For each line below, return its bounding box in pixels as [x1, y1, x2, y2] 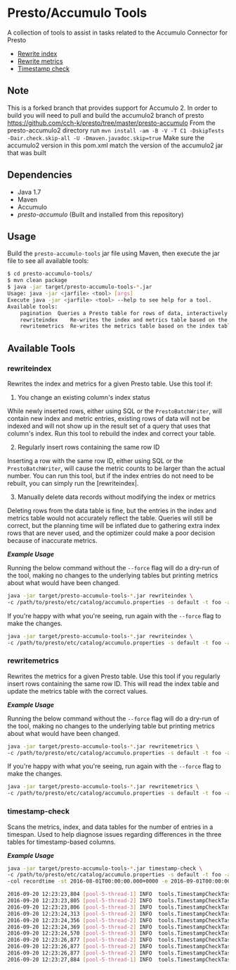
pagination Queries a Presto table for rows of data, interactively [20, 309, 228, 317]
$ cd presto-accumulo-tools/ [7, 270, 93, 278]
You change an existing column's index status [17, 393, 150, 401]
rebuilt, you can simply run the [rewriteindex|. [7, 479, 139, 487]
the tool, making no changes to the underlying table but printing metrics [7, 721, 216, 730]
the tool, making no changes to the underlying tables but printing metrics [7, 571, 218, 579]
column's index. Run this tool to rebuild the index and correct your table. [7, 429, 216, 438]
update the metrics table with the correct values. [7, 687, 148, 695]
